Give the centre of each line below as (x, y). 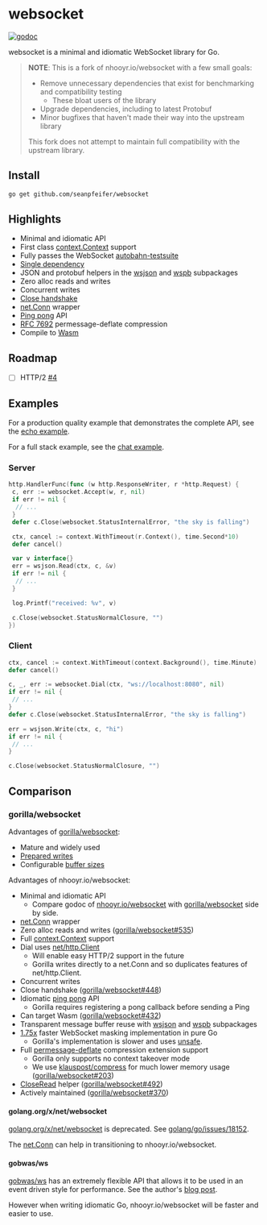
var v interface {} (43, 559)
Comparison (40, 791)
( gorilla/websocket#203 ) (73, 1075)
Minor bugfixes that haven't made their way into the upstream (142, 117)
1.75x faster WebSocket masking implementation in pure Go (119, 1032)
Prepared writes (47, 856)
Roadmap (33, 358)
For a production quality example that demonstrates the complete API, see (131, 423)
